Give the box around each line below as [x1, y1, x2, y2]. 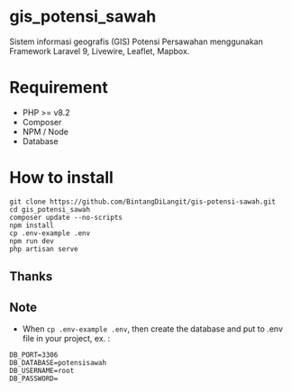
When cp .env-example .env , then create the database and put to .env [22, 324, 284, 334]
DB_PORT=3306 [9, 351, 59, 360]
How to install [9, 168, 114, 188]
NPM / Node [22, 126, 69, 137]
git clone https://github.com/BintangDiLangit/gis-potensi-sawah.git [9, 196, 277, 206]
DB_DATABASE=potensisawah [9, 359, 106, 368]
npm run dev [9, 236, 54, 245]
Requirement [9, 77, 108, 98]
